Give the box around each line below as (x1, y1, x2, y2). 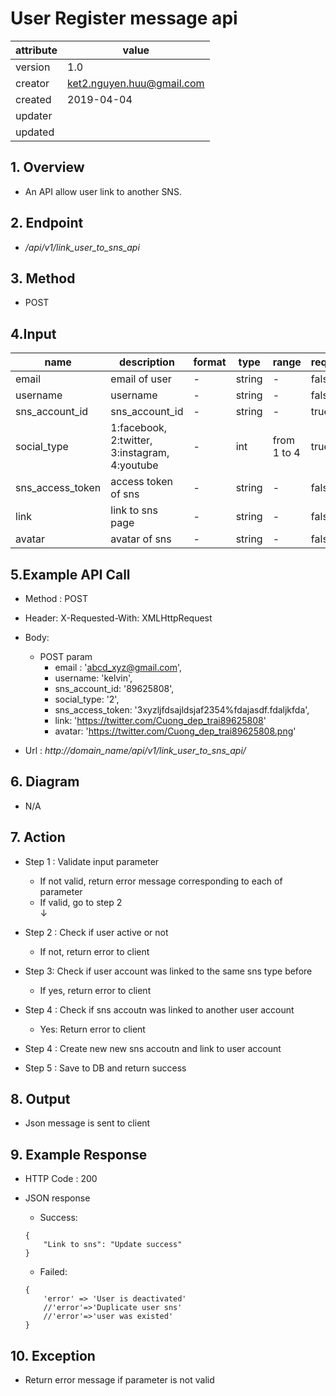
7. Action (10, 829, 66, 846)
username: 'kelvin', (54, 672, 133, 684)
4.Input (10, 325, 57, 342)
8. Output (10, 1091, 71, 1108)
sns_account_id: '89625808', (54, 683, 175, 694)
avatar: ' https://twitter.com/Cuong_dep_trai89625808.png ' (54, 725, 297, 737)
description (118, 355, 175, 369)
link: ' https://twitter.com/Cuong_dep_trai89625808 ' (54, 715, 267, 726)
